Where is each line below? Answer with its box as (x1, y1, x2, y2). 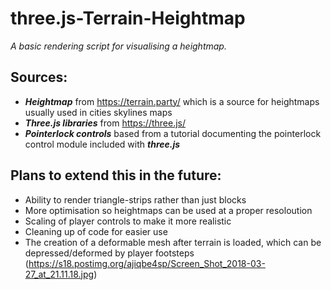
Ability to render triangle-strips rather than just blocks (24, 193, 247, 206)
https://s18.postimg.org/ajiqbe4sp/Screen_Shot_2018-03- (28, 257, 266, 269)
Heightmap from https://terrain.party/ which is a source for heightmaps (24, 95, 320, 107)
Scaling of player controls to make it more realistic (24, 215, 232, 227)
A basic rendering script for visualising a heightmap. (10, 40, 227, 52)
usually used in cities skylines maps (24, 106, 173, 118)
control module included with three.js (24, 138, 181, 150)
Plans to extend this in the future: (10, 167, 222, 184)
